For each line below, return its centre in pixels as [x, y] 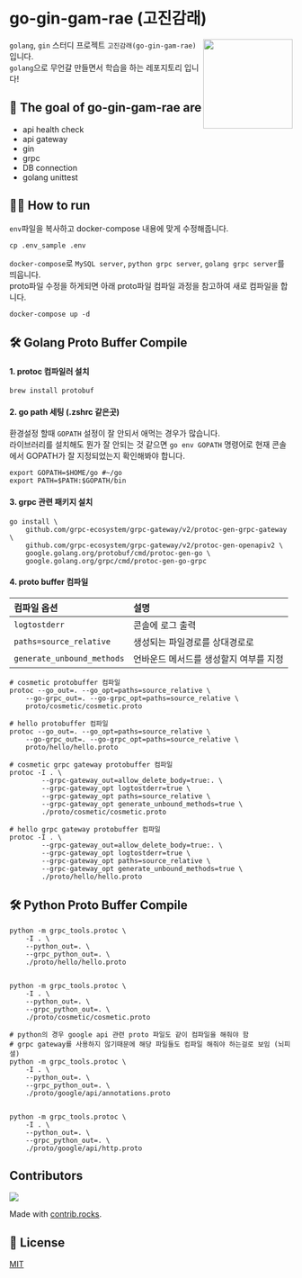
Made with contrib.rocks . [56, 1214]
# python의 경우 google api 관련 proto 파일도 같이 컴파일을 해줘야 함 [129, 1035]
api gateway [45, 139]
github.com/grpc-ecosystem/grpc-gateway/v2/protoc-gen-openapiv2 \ [154, 545]
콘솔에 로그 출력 [165, 625]
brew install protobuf [52, 391]
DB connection [50, 167]
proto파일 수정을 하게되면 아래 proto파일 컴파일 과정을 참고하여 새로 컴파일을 [144, 285]
